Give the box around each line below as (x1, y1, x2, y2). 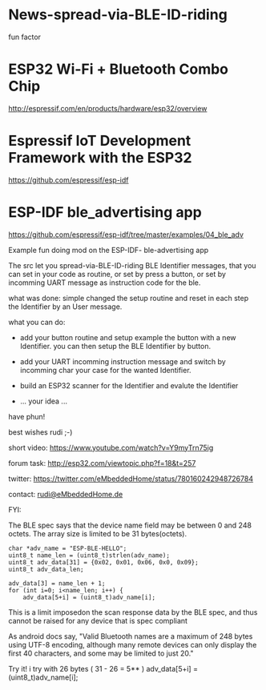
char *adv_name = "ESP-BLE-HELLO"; (8, 544, 127, 552)
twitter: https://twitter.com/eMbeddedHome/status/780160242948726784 (8, 474, 254, 483)
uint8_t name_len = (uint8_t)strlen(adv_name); (8, 551, 171, 560)
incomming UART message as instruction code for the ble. (8, 278, 201, 287)
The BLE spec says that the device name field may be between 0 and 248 (8, 520, 252, 530)
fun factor (8, 32, 42, 42)
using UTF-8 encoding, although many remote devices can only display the (8, 640, 257, 649)
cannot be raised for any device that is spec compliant (8, 616, 188, 625)
